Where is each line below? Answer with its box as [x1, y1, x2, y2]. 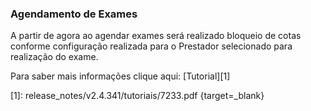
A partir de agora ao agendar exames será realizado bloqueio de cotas [10, 30, 302, 42]
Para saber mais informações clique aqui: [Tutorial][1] [10, 70, 231, 82]
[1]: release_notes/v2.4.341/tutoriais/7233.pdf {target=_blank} [10, 90, 265, 102]
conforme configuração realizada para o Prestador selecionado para [10, 40, 293, 52]
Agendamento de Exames [10, 7, 138, 21]
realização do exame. [10, 51, 99, 63]
